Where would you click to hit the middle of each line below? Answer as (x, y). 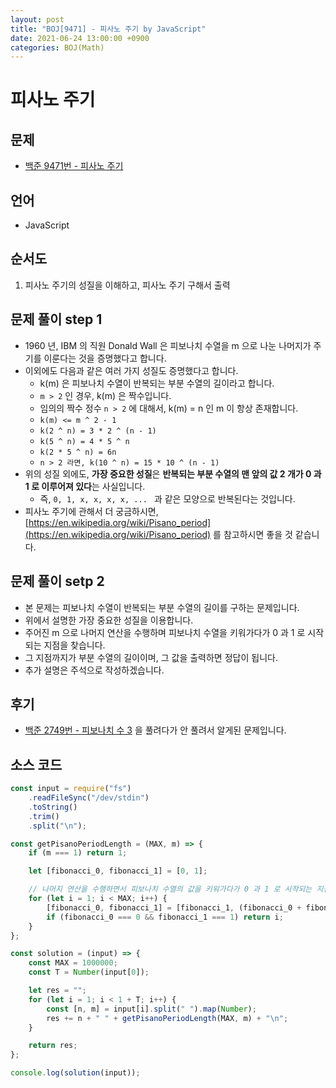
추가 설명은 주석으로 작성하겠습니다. (94, 670)
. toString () (53, 807)
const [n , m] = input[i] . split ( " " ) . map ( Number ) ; (151, 1009)
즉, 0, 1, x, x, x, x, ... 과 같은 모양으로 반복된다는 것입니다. (167, 498)
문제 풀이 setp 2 (57, 581)
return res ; (53, 1046)
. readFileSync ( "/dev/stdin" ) (89, 798)
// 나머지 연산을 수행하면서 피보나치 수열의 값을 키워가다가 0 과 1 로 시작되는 (170, 889)
